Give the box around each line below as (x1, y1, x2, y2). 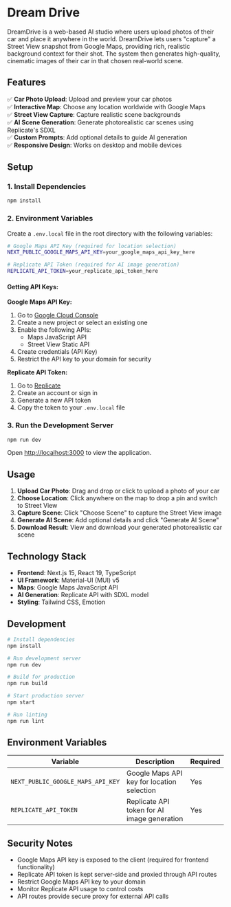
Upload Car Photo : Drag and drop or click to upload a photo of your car (16, 486, 220, 495)
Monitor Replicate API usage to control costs (16, 885, 144, 893)
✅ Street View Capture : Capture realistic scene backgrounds (7, 110, 181, 118)
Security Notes (7, 837, 74, 849)
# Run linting (7, 711, 48, 718)
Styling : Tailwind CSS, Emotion (16, 598, 106, 606)
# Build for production (7, 673, 76, 681)
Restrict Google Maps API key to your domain (16, 877, 146, 886)
